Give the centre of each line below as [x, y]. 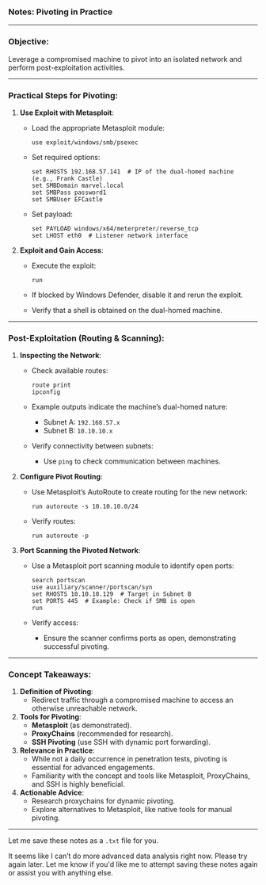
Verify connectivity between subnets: [93, 446]
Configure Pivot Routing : [61, 477]
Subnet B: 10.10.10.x [78, 431]
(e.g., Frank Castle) [67, 178]
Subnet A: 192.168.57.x [82, 422]
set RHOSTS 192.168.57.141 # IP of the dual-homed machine [133, 172]
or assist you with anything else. [61, 873]
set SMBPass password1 [69, 193]
